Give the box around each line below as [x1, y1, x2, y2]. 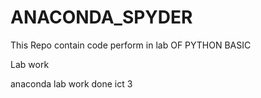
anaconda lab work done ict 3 [10, 77, 133, 90]
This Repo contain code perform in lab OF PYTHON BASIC [10, 39, 252, 51]
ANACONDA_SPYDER [10, 6, 193, 29]
